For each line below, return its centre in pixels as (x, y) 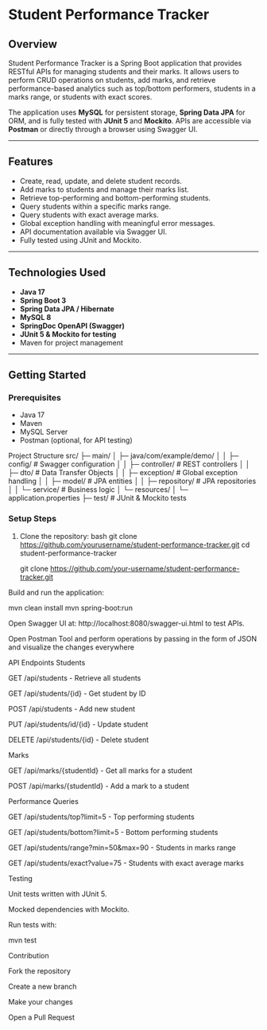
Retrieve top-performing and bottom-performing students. (115, 197)
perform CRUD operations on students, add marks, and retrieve (112, 80)
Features (31, 162)
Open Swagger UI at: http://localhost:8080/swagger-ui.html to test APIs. (126, 623)
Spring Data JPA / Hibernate (67, 309)
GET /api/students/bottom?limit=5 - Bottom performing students (113, 832)
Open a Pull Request (42, 1017)
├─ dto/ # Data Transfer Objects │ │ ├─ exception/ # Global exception (123, 473)
